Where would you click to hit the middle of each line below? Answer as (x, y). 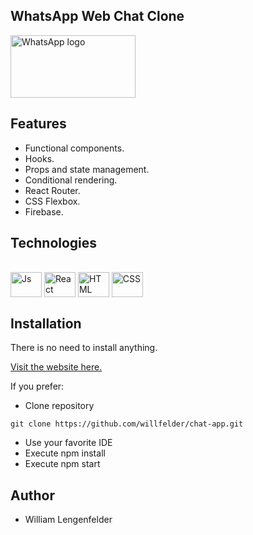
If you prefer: (37, 386)
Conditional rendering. (71, 180)
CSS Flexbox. (52, 201)
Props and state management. (87, 169)
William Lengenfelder (68, 520)
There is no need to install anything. (84, 348)
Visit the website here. (56, 367)
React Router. (52, 190)
